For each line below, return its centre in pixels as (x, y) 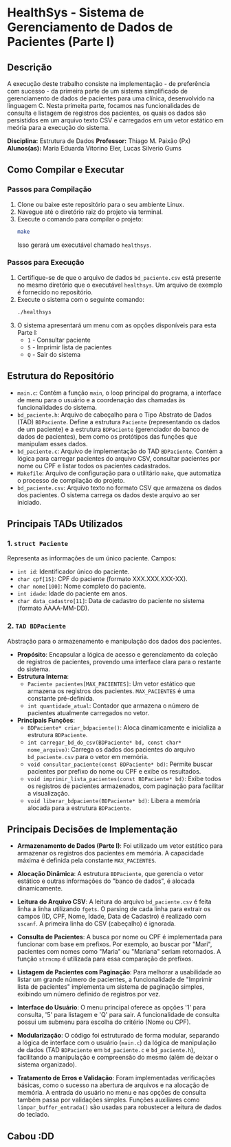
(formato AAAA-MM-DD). (53, 608)
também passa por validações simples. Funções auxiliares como (108, 1100)
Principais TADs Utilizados (65, 524)
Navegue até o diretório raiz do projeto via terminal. (90, 212)
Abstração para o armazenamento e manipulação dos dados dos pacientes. (114, 641)
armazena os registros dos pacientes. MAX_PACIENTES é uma (111, 691)
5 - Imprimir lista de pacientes (69, 347)
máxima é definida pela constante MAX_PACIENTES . (87, 860)
